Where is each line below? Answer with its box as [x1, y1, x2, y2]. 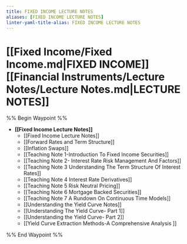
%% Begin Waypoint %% [6, 114, 68, 121]
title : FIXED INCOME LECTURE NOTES [6, 8, 93, 15]
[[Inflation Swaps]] [23, 145, 69, 152]
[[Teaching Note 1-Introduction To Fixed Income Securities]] [23, 151, 169, 158]
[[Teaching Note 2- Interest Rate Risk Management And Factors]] [23, 157, 181, 164]
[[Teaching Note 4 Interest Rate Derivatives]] [23, 176, 132, 183]
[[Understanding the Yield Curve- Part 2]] [23, 213, 125, 221]
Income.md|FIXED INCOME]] [6, 57, 149, 71]
